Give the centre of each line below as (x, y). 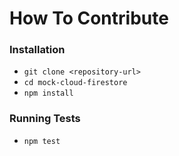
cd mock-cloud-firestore (75, 83)
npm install (48, 93)
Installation (37, 50)
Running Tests (45, 119)
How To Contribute (89, 18)
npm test (42, 141)
